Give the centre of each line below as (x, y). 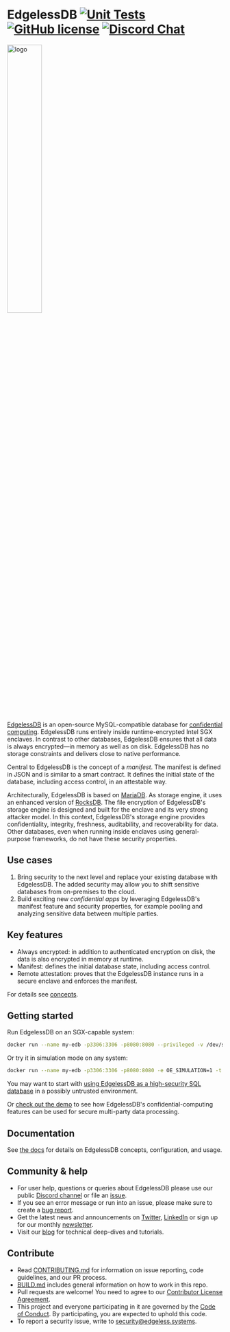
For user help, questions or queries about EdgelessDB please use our (115, 1188)
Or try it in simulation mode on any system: (67, 1058)
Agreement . (34, 1299)
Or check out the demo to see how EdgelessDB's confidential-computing (110, 1105)
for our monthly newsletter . (55, 1224)
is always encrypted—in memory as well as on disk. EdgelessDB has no (108, 746)
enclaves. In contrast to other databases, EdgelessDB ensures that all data (112, 739)
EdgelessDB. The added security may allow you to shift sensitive (108, 884)
